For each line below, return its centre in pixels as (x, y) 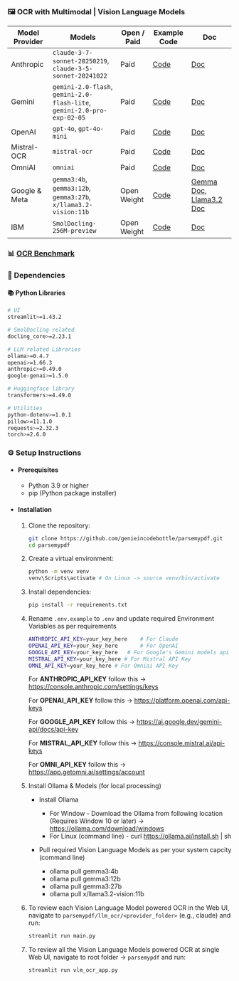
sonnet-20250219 (80, 61)
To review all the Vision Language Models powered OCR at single (124, 950)
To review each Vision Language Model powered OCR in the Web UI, (129, 908)
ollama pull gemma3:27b (86, 886)
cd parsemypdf (49, 545)
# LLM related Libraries (44, 349)
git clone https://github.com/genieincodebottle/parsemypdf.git (126, 538)
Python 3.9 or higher (58, 486)
